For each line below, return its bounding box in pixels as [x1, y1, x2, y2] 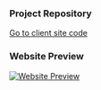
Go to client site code [9, 28, 88, 39]
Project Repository [9, 7, 92, 20]
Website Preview [9, 50, 85, 63]
